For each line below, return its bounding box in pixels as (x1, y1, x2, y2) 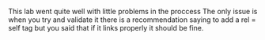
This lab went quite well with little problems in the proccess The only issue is (8, 7, 258, 16)
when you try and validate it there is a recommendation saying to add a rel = (8, 15, 256, 24)
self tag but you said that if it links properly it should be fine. (8, 24, 204, 32)
